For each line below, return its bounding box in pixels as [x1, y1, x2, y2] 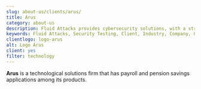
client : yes [6, 48, 36, 54]
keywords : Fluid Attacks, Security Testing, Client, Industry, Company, [6, 31, 191, 37]
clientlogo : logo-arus [6, 36, 63, 42]
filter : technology [6, 53, 55, 59]
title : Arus [6, 14, 36, 20]
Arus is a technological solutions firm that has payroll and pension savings [6, 69, 190, 76]
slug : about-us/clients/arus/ [6, 8, 82, 15]
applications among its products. [6, 76, 87, 83]
